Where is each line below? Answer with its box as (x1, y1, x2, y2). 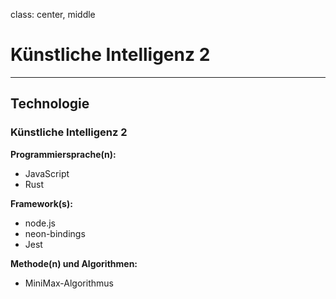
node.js (24, 217, 57, 229)
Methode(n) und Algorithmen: (10, 257, 138, 269)
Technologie (10, 95, 90, 113)
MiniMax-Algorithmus (24, 277, 114, 289)
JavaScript (24, 167, 70, 179)
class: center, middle (10, 9, 96, 20)
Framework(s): (10, 197, 73, 209)
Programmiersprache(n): (10, 148, 117, 160)
